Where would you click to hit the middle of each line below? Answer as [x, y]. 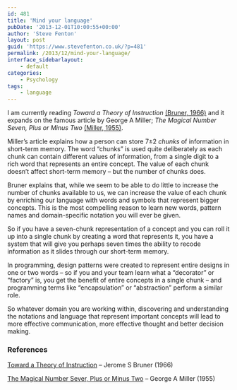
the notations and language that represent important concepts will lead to [114, 317]
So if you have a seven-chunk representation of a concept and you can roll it [119, 229]
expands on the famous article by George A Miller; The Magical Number [112, 120]
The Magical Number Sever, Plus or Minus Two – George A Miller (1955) [111, 379]
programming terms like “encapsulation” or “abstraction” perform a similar [115, 288]
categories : [25, 73]
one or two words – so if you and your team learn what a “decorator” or [111, 273]
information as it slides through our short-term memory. [88, 252]
